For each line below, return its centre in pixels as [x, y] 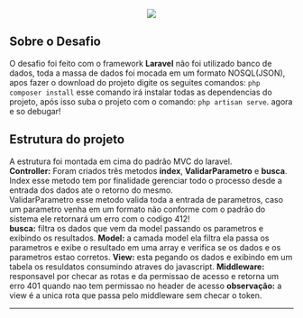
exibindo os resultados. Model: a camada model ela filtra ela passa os [139, 238]
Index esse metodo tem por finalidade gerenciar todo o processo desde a [146, 180]
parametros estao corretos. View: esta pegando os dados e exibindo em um [151, 257]
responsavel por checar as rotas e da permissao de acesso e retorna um [144, 276]
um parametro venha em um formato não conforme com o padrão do [138, 209]
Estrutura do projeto [67, 140]
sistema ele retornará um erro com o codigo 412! [100, 218]
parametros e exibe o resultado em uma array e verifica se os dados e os [145, 247]
